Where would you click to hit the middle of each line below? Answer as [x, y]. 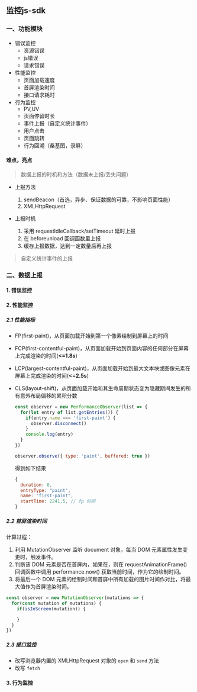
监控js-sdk [26, 11]
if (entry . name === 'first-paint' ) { [71, 418]
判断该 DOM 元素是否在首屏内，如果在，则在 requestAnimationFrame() [101, 565]
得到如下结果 [30, 468]
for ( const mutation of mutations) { [56, 603]
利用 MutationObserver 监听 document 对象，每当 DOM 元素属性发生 [98, 550]
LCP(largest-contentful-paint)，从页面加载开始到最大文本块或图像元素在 [102, 368]
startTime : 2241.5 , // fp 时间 [58, 501]
